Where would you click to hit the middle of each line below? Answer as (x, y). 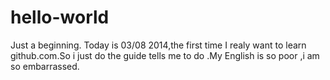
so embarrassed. (45, 66)
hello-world (60, 17)
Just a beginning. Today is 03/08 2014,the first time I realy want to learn (158, 45)
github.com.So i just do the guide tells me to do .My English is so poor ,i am (165, 55)
